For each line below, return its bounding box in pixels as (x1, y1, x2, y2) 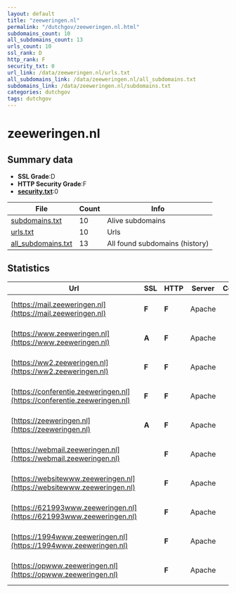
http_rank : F (7, 56, 46, 63)
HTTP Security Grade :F (17, 180, 87, 188)
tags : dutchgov (7, 96, 52, 103)
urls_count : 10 (7, 43, 52, 50)
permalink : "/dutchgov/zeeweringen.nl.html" (7, 23, 140, 30)
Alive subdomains (107, 216, 166, 225)
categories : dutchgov (7, 89, 71, 96)
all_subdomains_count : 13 (7, 37, 83, 44)
